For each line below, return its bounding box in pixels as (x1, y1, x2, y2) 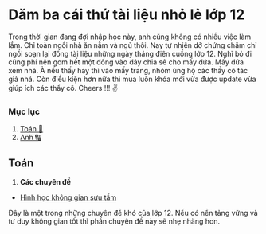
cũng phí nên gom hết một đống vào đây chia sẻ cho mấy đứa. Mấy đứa (8, 57, 244, 67)
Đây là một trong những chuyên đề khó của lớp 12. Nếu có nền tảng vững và (8, 209, 259, 218)
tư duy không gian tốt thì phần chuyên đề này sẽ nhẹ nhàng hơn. (8, 216, 221, 226)
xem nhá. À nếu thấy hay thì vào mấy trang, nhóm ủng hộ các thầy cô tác (8, 65, 248, 75)
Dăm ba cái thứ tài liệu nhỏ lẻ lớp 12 (8, 6, 245, 24)
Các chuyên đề (19, 177, 72, 187)
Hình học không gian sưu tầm (19, 193, 117, 202)
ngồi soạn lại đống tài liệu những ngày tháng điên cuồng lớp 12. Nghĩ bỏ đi (8, 49, 252, 58)
